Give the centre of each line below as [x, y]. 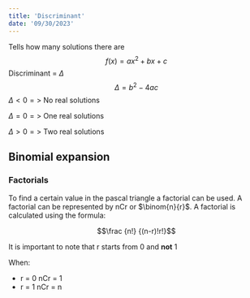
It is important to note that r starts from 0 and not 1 [93, 246]
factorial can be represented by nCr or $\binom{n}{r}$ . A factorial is [122, 206]
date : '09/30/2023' [41, 24]
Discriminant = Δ [37, 73]
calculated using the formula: [57, 215]
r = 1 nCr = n [41, 287]
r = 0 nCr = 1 [41, 278]
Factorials [28, 180]
